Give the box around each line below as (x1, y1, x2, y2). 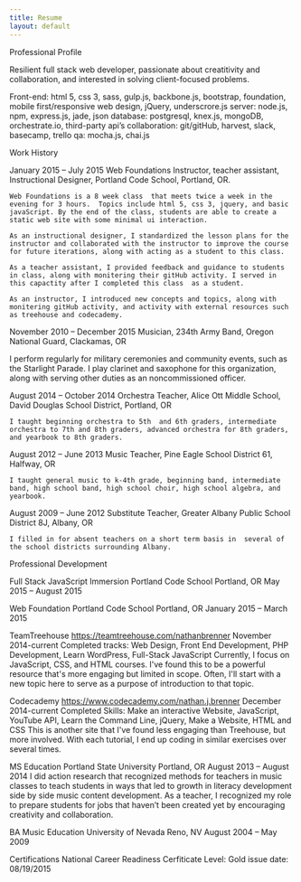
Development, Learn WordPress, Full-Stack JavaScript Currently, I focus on (9, 649, 290, 660)
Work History (9, 146, 59, 158)
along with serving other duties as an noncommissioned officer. (9, 372, 247, 383)
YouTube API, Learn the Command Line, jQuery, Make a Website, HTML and (9, 715, 292, 726)
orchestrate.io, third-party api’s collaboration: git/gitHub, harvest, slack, (9, 119, 276, 131)
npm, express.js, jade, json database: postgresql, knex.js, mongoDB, (9, 110, 264, 121)
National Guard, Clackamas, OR (9, 335, 127, 346)
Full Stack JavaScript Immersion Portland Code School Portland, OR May (9, 576, 280, 586)
